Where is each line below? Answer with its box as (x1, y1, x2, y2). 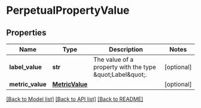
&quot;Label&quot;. (93, 70, 147, 79)
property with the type (93, 63, 157, 71)
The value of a (93, 55, 134, 64)
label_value (9, 63, 42, 71)
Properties (6, 28, 47, 38)
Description (108, 46, 144, 53)
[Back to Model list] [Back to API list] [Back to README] (6, 95, 144, 103)
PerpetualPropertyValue (6, 4, 130, 17)
